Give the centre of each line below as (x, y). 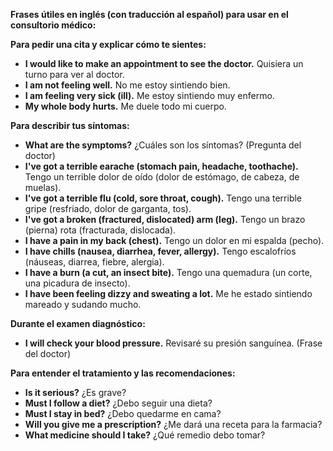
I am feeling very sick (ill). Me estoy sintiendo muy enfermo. (149, 95)
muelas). (43, 187)
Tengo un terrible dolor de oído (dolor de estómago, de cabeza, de (162, 177)
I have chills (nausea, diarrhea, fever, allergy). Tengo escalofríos (160, 251)
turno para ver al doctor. (74, 74)
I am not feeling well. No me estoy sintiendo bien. (127, 85)
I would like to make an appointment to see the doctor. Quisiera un (164, 63)
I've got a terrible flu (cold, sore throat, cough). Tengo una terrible (163, 198)
